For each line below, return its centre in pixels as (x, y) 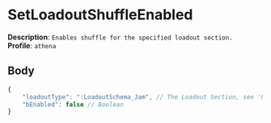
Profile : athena (32, 45)
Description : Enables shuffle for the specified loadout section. (121, 37)
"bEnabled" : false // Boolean (73, 105)
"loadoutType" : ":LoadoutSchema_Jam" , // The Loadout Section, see (138, 97)
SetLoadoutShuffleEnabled (100, 15)
